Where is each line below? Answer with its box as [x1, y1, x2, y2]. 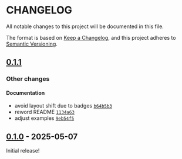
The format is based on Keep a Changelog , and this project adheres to [6, 34, 176, 41]
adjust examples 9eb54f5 [14, 115, 75, 122]
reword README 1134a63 [14, 109, 75, 116]
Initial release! [6, 147, 40, 154]
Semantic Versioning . [6, 40, 58, 47]
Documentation [6, 89, 45, 96]
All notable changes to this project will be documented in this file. [6, 23, 164, 30]
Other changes [6, 75, 50, 83]
